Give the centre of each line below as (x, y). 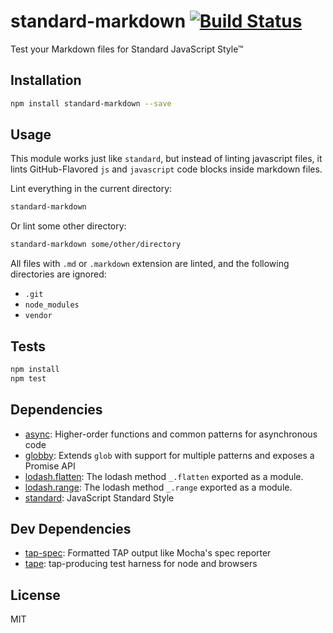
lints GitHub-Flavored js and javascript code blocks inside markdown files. (166, 169)
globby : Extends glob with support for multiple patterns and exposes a (169, 455)
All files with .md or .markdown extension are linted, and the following (150, 264)
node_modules (52, 305)
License (35, 595)
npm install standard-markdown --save (91, 103)
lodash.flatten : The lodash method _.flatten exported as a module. (164, 476)
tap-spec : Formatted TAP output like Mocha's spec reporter (148, 553)
